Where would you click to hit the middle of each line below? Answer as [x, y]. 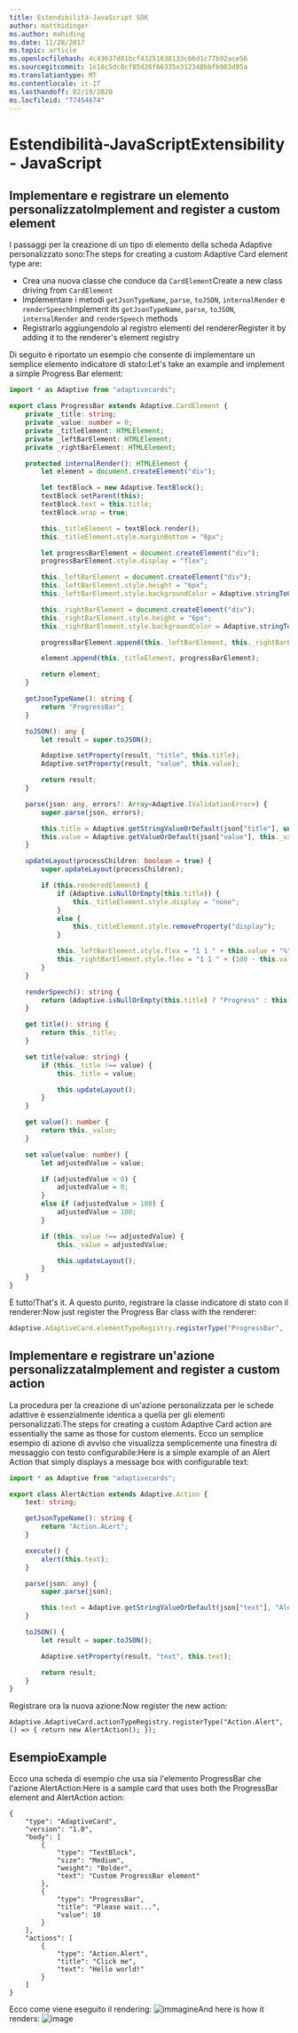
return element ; [71, 675]
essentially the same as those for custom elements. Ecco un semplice [137, 1433]
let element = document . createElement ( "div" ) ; [129, 472]
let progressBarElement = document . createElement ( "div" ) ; [150, 553]
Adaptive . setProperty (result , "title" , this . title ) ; [141, 756]
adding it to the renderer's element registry [101, 338]
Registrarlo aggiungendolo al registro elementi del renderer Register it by [154, 328]
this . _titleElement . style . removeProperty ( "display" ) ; [174, 927]
